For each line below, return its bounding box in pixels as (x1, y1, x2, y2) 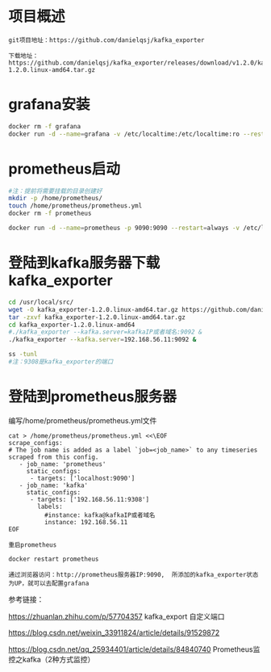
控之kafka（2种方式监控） (8, 654, 95, 664)
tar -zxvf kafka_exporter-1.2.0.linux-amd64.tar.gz (8, 313, 186, 321)
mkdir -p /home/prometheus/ (8, 195, 103, 203)
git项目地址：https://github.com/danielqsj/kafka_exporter (8, 36, 205, 44)
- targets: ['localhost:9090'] (29, 474, 135, 482)
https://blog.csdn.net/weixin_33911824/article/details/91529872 (8, 628, 220, 637)
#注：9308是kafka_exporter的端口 (8, 358, 114, 366)
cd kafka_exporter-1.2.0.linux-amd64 (8, 321, 135, 329)
